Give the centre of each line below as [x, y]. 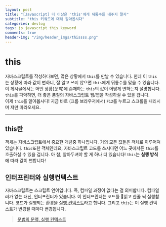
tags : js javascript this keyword [41, 28]
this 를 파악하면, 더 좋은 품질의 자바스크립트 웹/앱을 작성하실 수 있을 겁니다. [77, 95]
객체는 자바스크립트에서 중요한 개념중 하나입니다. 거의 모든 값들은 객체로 [74, 142]
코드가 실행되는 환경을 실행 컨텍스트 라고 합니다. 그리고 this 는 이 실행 [82, 203]
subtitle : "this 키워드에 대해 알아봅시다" [45, 19]
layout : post [19, 10]
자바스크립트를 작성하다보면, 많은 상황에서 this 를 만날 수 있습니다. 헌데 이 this [81, 76]
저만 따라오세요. [25, 107]
